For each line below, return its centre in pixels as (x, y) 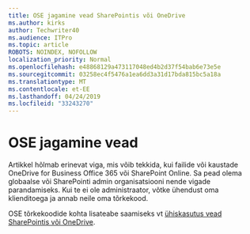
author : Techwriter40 (44, 30)
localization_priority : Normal (60, 60)
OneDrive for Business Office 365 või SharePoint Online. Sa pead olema (125, 173)
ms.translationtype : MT (47, 81)
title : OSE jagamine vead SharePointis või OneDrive (97, 15)
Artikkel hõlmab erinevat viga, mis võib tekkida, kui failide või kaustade (123, 165)
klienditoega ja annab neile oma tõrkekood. (78, 198)
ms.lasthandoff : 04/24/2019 (55, 96)
